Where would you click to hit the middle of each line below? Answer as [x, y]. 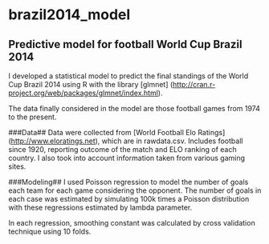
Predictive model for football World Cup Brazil [125, 44]
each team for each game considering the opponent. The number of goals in [135, 190]
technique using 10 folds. [50, 231]
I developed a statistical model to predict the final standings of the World [128, 76]
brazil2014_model [69, 15]
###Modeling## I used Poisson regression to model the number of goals [128, 182]
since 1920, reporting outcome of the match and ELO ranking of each [122, 149]
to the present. [33, 117]
